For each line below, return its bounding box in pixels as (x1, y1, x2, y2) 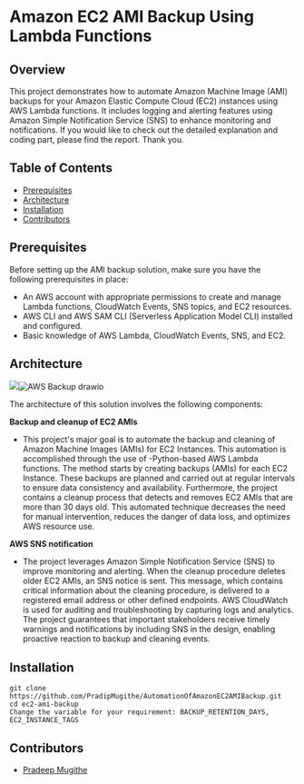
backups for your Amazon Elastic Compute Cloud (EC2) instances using (9, 95, 279, 106)
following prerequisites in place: (9, 273, 129, 284)
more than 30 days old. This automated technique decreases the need (22, 501, 286, 512)
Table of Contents (9, 161, 113, 176)
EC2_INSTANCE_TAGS (9, 716, 79, 725)
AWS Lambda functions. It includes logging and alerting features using (9, 105, 273, 115)
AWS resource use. (22, 521, 95, 532)
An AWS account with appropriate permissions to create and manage (22, 291, 281, 302)
